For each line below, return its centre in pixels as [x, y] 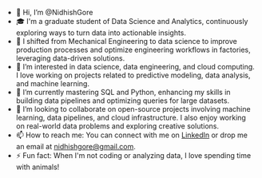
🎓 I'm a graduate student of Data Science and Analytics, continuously [132, 21]
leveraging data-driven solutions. [70, 58]
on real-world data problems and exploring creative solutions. [117, 126]
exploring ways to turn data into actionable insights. [101, 33]
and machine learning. [53, 83]
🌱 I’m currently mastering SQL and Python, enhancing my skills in [123, 92]
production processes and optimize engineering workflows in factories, [133, 49]
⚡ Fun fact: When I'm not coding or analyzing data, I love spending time [133, 155]
